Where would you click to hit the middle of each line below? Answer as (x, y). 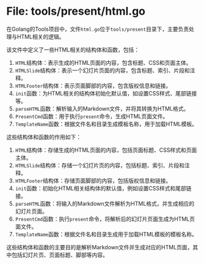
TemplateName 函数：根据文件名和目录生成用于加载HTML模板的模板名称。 (106, 234)
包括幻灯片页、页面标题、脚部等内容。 (60, 255)
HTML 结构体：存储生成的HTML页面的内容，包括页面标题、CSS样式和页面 (106, 150)
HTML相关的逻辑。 (41, 36)
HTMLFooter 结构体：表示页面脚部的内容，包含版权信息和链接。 (93, 85)
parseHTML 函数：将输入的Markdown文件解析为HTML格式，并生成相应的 (105, 203)
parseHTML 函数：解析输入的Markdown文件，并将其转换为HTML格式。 (102, 108)
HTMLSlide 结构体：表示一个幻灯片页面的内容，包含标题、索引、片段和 (103, 70)
